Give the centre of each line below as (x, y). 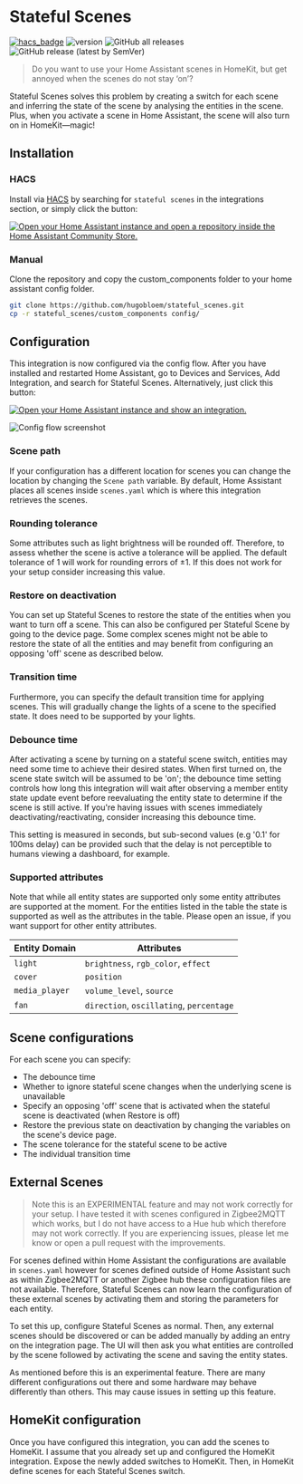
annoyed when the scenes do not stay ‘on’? (112, 78)
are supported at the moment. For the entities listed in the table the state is (148, 907)
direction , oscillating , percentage (159, 1006)
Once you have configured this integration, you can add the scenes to (139, 1441)
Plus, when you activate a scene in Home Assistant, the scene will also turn (150, 115)
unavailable (44, 1096)
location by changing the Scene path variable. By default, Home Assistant (146, 480)
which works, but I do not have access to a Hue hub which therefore (159, 1223)
